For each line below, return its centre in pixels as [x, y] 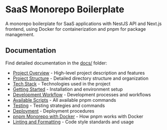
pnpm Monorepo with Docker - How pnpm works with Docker [78, 116]
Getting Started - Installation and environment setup [68, 89]
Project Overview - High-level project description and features [79, 73]
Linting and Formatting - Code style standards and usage [73, 122]
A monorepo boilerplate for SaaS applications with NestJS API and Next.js [83, 24]
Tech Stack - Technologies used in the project [61, 83]
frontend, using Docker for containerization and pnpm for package [76, 29]
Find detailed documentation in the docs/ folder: [56, 63]
